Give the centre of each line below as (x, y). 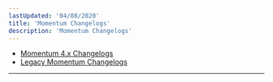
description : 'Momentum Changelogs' (70, 31)
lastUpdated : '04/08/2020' (54, 16)
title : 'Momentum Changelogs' (60, 23)
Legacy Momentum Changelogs (74, 62)
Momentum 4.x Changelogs (67, 54)
